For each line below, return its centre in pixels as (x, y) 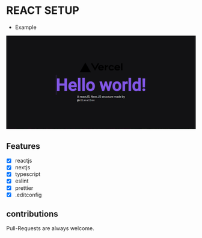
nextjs (23, 168)
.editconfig (28, 195)
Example (26, 27)
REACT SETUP (43, 11)
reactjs (23, 161)
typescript (28, 174)
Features (23, 146)
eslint (22, 181)
